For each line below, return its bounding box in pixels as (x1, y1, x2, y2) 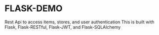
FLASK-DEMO (4, 3, 63, 14)
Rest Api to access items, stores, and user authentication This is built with (4, 19, 155, 25)
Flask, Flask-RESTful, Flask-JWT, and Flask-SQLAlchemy (4, 24, 121, 30)
